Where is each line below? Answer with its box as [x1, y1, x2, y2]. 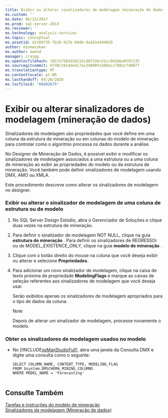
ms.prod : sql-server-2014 [5, 21, 59, 26]
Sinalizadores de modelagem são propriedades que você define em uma [5, 130, 155, 136]
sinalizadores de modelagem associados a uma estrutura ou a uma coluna [5, 156, 158, 162]
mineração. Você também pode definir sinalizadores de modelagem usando [5, 166, 161, 172]
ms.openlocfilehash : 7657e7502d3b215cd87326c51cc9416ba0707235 [5, 58, 140, 63]
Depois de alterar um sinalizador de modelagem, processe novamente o [12, 317, 161, 323]
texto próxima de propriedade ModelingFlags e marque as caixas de [12, 272, 154, 278]
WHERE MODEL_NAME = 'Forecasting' [12, 370, 84, 375]
